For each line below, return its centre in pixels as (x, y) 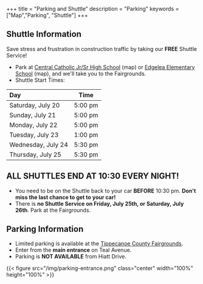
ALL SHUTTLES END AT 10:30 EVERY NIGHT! (93, 176)
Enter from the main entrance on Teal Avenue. (73, 250)
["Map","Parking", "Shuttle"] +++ (47, 15)
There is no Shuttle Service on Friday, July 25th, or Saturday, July (99, 203)
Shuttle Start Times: (40, 80)
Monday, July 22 (33, 125)
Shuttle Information (44, 34)
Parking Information (45, 229)
